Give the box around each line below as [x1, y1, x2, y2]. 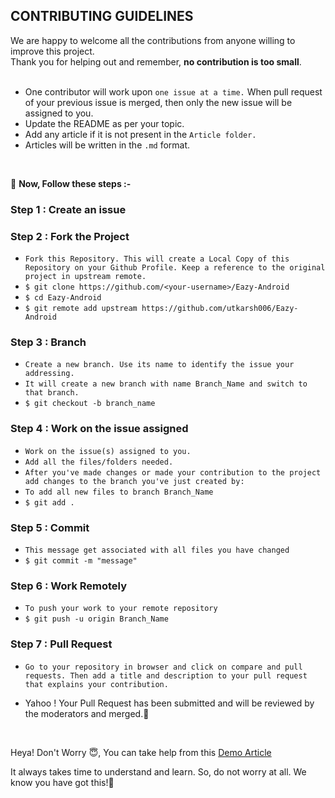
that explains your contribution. [24, 679, 169, 689]
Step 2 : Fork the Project [10, 229, 130, 243]
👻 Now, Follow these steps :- [10, 177, 132, 189]
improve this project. [10, 45, 95, 57]
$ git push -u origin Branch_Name [24, 614, 169, 624]
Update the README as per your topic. [24, 117, 185, 129]
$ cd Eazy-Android [24, 293, 102, 303]
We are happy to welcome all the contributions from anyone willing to [10, 34, 296, 46]
